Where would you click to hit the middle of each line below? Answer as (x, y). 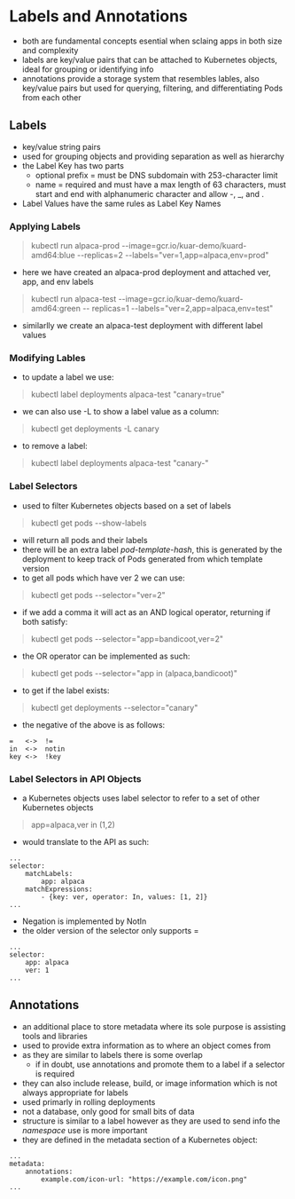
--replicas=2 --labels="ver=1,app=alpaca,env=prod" (173, 256)
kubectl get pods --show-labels (89, 523)
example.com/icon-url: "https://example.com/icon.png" (144, 1179)
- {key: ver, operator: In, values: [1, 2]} (124, 897)
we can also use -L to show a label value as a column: (120, 412)
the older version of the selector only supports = (110, 930)
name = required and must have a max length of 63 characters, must (160, 185)
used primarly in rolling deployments (89, 1101)
